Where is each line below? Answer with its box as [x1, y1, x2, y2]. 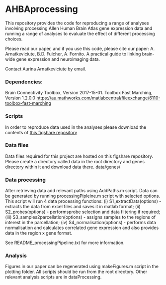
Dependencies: [5, 78, 43, 85]
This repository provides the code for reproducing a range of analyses [5, 20, 149, 26]
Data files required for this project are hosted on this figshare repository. [5, 153, 153, 159]
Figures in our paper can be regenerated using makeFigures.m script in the [5, 264, 159, 270]
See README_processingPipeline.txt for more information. [5, 240, 125, 246]
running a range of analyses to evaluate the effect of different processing [5, 30, 155, 36]
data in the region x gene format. [5, 230, 73, 236]
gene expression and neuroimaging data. [16, 56, 100, 62]
